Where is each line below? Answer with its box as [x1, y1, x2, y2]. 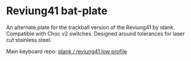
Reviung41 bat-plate [6, 4, 108, 18]
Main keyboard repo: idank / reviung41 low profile [6, 47, 128, 54]
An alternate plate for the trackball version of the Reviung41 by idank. [6, 24, 175, 31]
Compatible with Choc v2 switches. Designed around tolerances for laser [6, 30, 185, 37]
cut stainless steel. [6, 36, 52, 43]
